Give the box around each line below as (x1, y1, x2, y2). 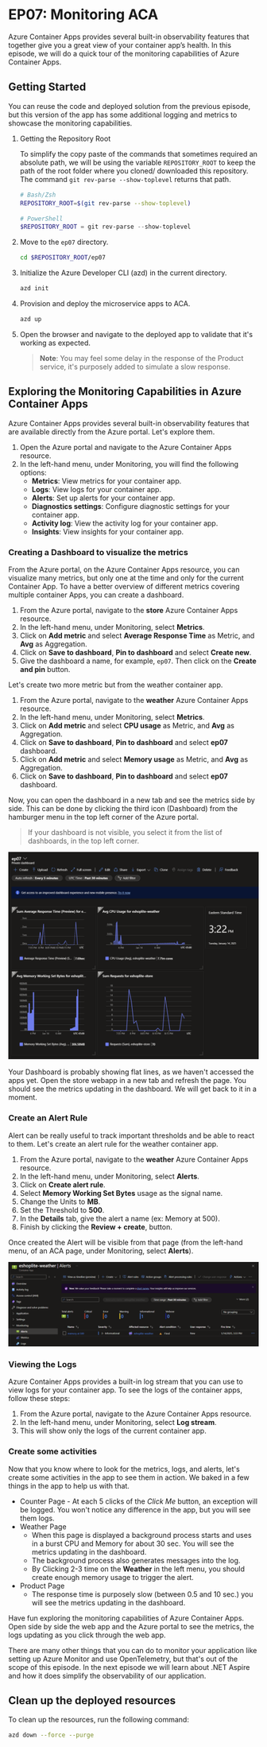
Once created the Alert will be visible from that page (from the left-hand (8, 1237, 244, 1247)
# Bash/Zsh (19, 191, 56, 199)
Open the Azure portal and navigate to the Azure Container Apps (19, 442, 232, 452)
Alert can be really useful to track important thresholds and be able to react (8, 1131, 255, 1140)
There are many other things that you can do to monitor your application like (8, 1645, 257, 1655)
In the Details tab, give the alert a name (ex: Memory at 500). (19, 1213, 220, 1223)
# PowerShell (19, 215, 64, 223)
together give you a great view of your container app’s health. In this (8, 40, 232, 49)
